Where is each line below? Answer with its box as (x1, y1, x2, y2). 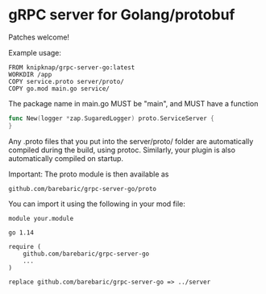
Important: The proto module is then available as (8, 169, 169, 179)
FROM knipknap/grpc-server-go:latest (8, 63, 135, 72)
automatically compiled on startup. (8, 153, 123, 163)
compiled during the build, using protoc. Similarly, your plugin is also (8, 145, 236, 155)
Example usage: (8, 48, 62, 57)
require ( (8, 242, 42, 251)
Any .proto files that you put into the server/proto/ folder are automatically (8, 136, 254, 146)
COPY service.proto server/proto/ (8, 77, 125, 85)
